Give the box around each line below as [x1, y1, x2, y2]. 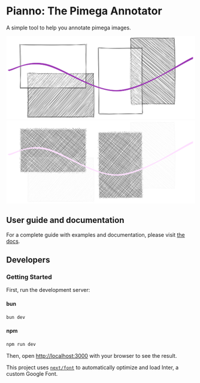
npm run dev [6, 341, 36, 347]
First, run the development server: [6, 287, 90, 294]
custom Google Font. [6, 370, 58, 377]
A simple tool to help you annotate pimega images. [6, 24, 131, 31]
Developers [6, 255, 50, 265]
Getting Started [6, 273, 52, 281]
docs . [6, 237, 20, 245]
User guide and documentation [6, 215, 125, 225]
